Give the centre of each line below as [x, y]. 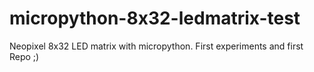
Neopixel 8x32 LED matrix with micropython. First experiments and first [156, 46]
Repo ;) [24, 56]
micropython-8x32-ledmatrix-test [155, 18]
